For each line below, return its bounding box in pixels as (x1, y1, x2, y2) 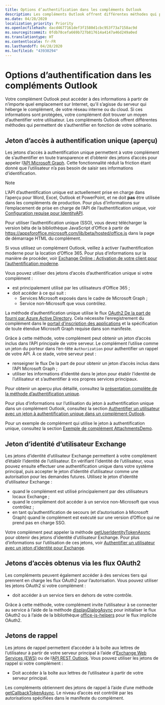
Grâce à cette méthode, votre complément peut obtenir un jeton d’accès (5, 335, 151, 341)
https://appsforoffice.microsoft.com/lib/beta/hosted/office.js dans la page (5, 230, 155, 236)
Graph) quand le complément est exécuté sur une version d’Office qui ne (12, 514, 160, 521)
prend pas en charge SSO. (12, 520, 66, 526)
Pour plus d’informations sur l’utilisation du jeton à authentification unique (5, 400, 154, 406)
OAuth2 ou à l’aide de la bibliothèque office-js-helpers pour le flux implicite (5, 612, 157, 618)
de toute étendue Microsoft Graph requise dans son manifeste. (5, 326, 132, 332)
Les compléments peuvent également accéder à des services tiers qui (5, 572, 147, 578)
